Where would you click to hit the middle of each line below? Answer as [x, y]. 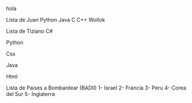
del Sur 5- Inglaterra [31, 94]
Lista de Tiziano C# [29, 31]
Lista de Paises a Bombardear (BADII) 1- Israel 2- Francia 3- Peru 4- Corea [96, 88]
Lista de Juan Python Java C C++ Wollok [56, 20]
